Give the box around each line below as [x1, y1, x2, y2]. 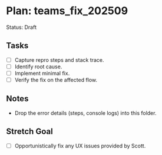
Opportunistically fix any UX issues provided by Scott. [14, 142, 146, 149]
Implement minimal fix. [14, 70, 70, 77]
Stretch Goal [6, 127, 53, 137]
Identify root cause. [14, 63, 62, 70]
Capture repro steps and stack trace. [14, 56, 104, 63]
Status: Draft [6, 24, 37, 31]
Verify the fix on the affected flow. [14, 76, 98, 83]
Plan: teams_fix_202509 [6, 4, 128, 18]
